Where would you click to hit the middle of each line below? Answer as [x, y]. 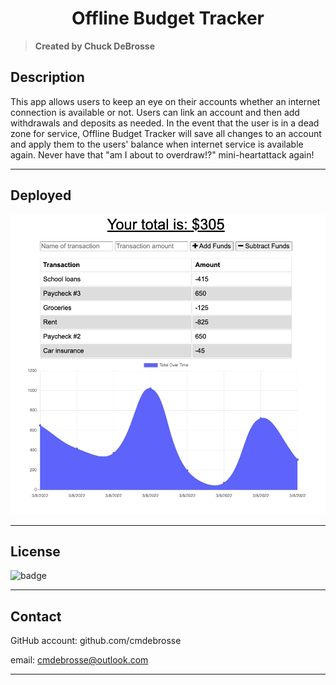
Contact [36, 616]
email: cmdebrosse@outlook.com [79, 660]
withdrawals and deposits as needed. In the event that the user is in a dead [165, 123]
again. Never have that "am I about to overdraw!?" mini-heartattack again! [162, 154]
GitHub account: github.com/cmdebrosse [96, 641]
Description [47, 77]
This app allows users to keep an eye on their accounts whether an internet [165, 101]
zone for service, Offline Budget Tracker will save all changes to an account [166, 133]
